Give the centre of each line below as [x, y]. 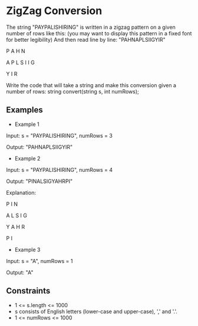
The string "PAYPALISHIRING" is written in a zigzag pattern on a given [91, 27]
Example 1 [27, 124]
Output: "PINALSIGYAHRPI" [39, 181]
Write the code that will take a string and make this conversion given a [91, 85]
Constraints [28, 291]
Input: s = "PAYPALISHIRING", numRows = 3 [60, 135]
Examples [24, 110]
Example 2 [27, 158]
